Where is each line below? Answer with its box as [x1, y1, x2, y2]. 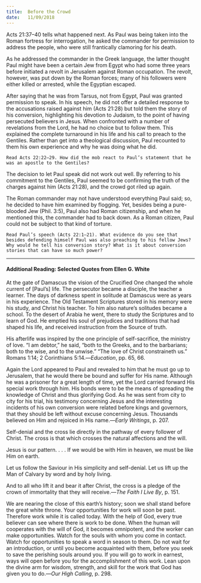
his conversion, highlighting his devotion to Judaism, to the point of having [6, 111, 190, 119]
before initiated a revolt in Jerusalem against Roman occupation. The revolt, [6, 68, 193, 75]
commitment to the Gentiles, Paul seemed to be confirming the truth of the [6, 177, 190, 184]
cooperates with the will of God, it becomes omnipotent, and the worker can [6, 525, 194, 533]
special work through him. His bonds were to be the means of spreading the [6, 384, 194, 392]
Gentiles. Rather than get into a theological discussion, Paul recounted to [6, 136, 185, 144]
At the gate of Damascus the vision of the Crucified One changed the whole [6, 279, 193, 286]
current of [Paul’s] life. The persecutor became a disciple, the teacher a [6, 285, 182, 292]
